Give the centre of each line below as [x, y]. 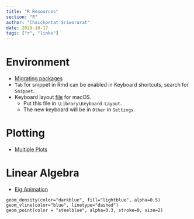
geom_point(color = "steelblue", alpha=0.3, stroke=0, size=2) [85, 210]
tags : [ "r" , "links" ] [32, 33]
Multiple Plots [31, 149]
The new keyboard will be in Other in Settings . [79, 109]
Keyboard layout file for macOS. [53, 97]
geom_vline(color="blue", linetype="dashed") [62, 205]
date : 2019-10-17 [27, 28]
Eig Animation [31, 189]
